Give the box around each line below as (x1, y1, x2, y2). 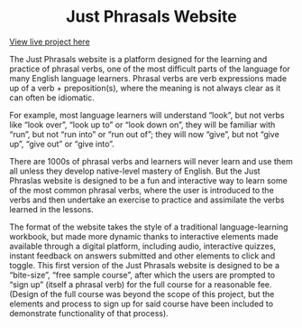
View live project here (9, 36, 90, 47)
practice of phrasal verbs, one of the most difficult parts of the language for (9, 63, 291, 74)
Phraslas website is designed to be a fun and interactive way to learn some (9, 174, 288, 186)
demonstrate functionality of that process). (9, 307, 169, 318)
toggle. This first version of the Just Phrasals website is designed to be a (9, 259, 280, 270)
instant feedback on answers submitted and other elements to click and (9, 250, 276, 261)
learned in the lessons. (9, 203, 94, 214)
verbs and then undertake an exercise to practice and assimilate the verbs (9, 194, 285, 205)
